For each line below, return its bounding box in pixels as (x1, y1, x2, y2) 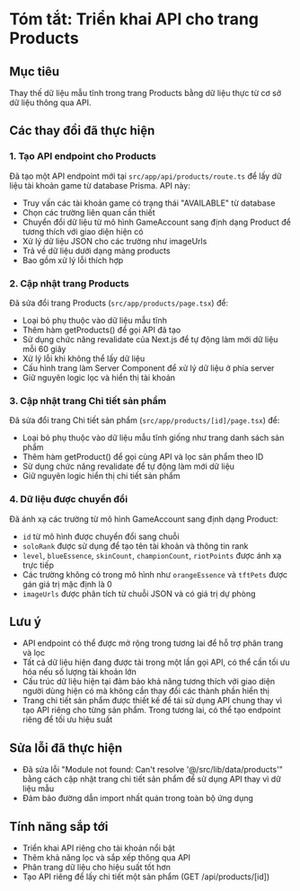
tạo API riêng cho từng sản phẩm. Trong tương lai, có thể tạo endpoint (22, 705, 281, 716)
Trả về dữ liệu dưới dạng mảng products (22, 245, 171, 256)
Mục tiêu (9, 64, 60, 79)
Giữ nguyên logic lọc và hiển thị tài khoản (22, 372, 176, 383)
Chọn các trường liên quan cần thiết (22, 207, 155, 217)
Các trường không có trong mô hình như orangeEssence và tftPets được (22, 569, 288, 579)
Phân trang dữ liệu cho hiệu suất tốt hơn (22, 862, 171, 873)
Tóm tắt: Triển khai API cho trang (9, 9, 259, 30)
